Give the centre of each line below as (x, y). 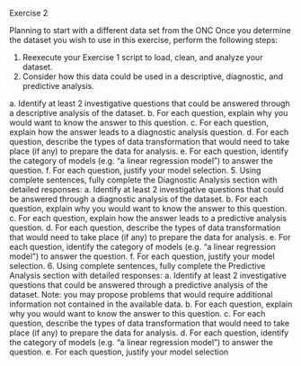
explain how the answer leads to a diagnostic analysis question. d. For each (149, 132)
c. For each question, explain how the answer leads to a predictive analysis (148, 218)
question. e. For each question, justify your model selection (119, 352)
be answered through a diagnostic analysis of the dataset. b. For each (139, 199)
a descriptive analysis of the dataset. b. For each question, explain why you (149, 113)
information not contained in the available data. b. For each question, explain (151, 304)
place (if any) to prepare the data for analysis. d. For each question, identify (149, 333)
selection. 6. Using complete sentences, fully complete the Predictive (137, 266)
